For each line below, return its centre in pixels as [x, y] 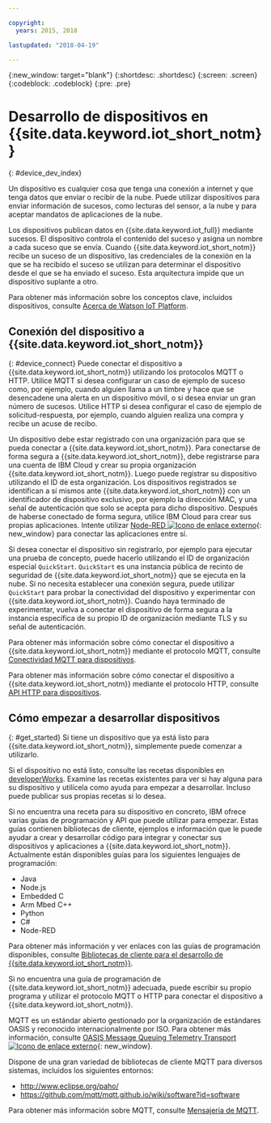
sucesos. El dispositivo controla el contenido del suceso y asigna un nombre [135, 239]
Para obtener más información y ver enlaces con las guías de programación [135, 946]
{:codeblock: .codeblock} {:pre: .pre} [70, 84]
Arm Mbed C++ [46, 904]
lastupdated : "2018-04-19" [54, 45]
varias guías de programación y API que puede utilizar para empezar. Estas [133, 820]
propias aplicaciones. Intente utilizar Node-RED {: [135, 526]
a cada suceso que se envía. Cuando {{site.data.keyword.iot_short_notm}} [132, 247]
